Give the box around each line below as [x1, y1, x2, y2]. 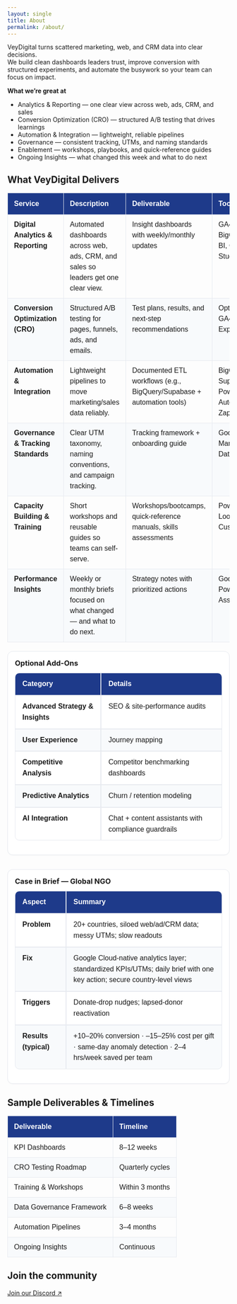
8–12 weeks [119, 1143, 157, 1151]
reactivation [73, 1009, 110, 1017]
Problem [22, 920, 51, 929]
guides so [69, 534, 101, 542]
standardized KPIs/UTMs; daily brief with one [73, 964, 214, 973]
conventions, [69, 461, 110, 469]
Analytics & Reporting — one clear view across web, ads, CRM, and [17, 101, 214, 109]
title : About [7, 17, 46, 24]
